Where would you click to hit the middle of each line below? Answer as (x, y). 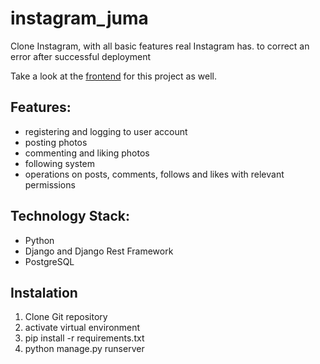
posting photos (56, 142)
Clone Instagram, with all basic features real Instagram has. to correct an (160, 46)
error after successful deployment (81, 56)
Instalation (44, 292)
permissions (50, 184)
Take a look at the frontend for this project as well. (113, 76)
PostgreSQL (49, 261)
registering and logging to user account (106, 131)
